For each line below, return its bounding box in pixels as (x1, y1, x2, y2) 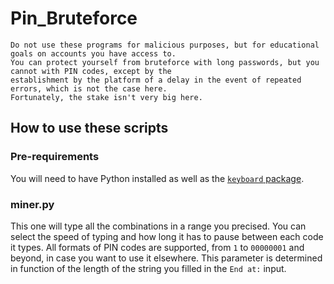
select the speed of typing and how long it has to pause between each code (10, 230, 324, 242)
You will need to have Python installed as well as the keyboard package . (10, 172, 305, 184)
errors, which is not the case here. (10, 83, 168, 94)
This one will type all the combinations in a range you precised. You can (10, 220, 307, 232)
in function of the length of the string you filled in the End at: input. (10, 262, 287, 274)
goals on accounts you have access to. (10, 48, 177, 59)
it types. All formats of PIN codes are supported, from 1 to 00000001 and (10, 241, 305, 253)
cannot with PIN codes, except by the (10, 66, 172, 76)
